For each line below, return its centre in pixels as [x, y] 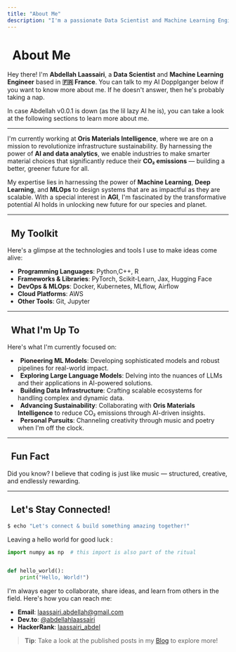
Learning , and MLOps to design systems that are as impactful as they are [114, 190]
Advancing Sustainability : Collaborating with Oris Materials [107, 406]
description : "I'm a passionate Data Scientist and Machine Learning [111, 20]
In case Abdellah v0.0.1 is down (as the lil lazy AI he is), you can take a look [116, 111]
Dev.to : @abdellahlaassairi [56, 620]
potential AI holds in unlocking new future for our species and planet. [107, 205]
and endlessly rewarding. [44, 481]
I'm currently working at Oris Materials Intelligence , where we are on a [110, 139]
